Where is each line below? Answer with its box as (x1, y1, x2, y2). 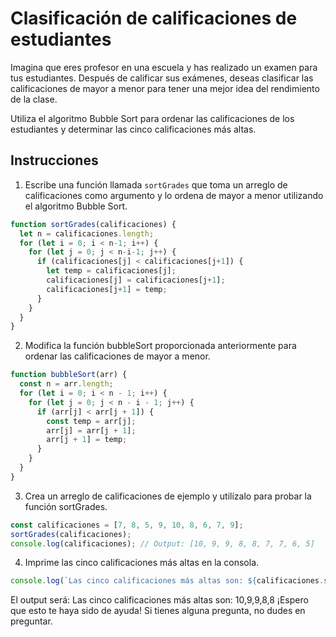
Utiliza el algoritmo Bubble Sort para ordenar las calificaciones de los (10, 112, 295, 124)
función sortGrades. (24, 500, 108, 512)
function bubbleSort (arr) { (10, 370, 128, 380)
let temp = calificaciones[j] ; (46, 266, 177, 276)
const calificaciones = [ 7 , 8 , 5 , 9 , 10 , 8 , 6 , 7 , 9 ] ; (10, 520, 244, 530)
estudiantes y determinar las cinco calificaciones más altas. (10, 123, 257, 135)
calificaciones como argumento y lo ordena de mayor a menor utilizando (24, 189, 324, 201)
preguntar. (10, 615, 53, 627)
